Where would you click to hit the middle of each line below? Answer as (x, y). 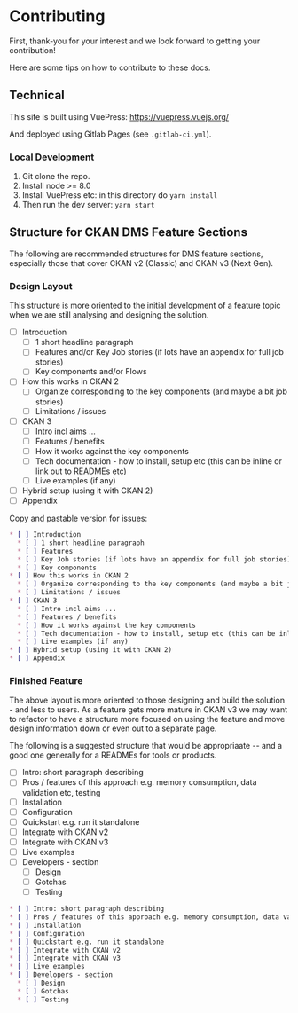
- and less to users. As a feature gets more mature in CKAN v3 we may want (149, 710)
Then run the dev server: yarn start (88, 205)
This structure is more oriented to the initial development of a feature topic (145, 306)
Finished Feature (46, 681)
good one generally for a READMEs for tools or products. (113, 755)
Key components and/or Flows (91, 372)
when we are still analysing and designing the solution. (109, 315)
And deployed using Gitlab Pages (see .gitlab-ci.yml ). (110, 134)
